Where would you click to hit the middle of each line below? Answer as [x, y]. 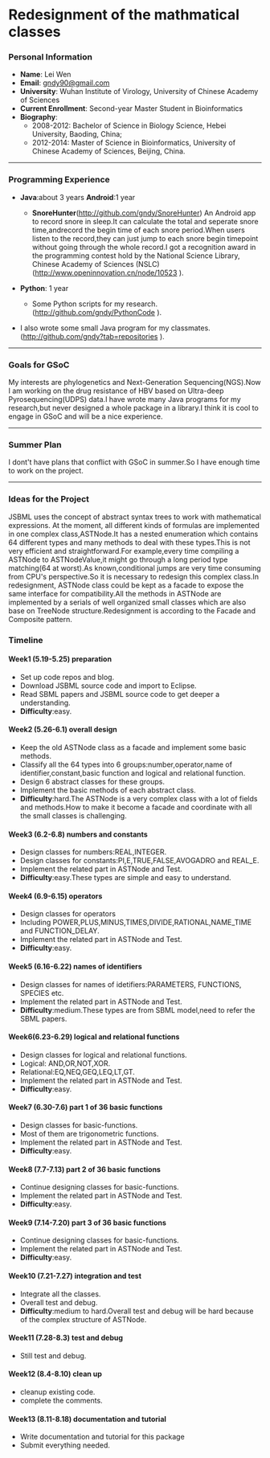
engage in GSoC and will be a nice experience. [86, 416]
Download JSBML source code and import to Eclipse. [108, 686]
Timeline [26, 640]
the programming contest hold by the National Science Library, [136, 256]
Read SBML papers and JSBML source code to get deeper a [120, 694]
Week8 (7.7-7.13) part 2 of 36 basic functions [84, 1169]
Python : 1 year [44, 288]
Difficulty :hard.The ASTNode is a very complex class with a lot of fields [139, 799]
